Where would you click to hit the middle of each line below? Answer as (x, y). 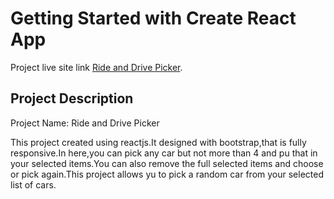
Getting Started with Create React (153, 18)
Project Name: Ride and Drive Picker (85, 123)
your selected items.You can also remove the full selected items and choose (167, 163)
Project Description (72, 98)
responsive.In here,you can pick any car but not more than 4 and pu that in (164, 153)
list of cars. (33, 184)
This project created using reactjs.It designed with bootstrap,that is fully (158, 142)
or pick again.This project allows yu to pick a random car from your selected (167, 174)
